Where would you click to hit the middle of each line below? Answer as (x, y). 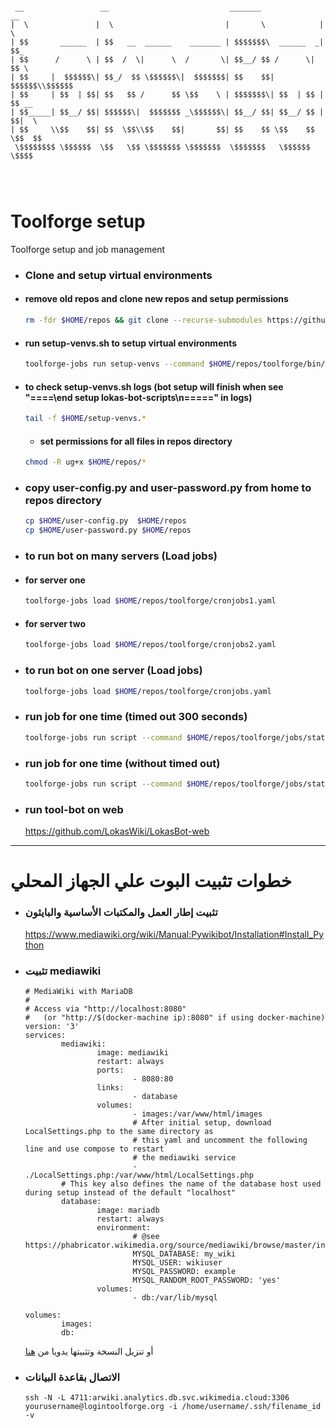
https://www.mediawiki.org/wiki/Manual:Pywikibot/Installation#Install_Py (174, 934)
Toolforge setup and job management (88, 249)
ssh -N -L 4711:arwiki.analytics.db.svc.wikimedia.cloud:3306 (157, 1398)
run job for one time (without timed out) (122, 763)
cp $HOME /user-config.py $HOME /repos (105, 521)
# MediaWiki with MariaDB (78, 991)
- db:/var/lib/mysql (175, 1297)
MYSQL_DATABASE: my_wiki (184, 1254)
